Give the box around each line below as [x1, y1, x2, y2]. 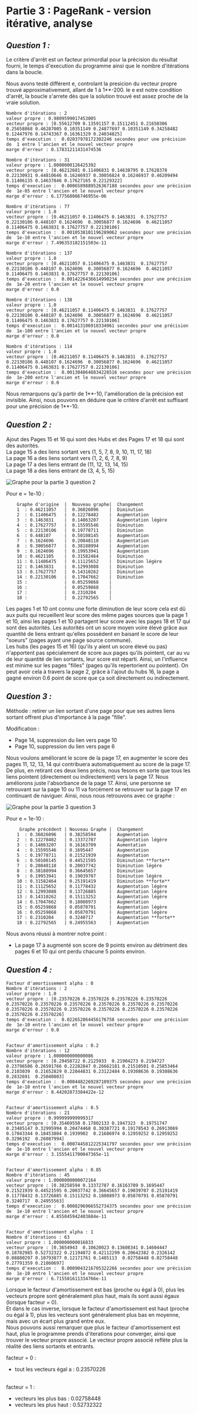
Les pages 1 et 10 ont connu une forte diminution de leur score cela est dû [6, 605, 186, 612]
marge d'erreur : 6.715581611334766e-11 [6, 1276, 107, 1282]
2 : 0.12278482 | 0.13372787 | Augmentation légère [17, 837, 168, 843]
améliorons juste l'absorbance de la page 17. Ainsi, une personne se [6, 779, 171, 786]
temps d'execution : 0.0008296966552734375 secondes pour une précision [6, 1203, 192, 1209]
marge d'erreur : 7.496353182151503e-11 [6, 240, 107, 246]
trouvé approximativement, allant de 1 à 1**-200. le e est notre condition [6, 86, 182, 93]
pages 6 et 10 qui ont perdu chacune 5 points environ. [14, 947, 146, 955]
